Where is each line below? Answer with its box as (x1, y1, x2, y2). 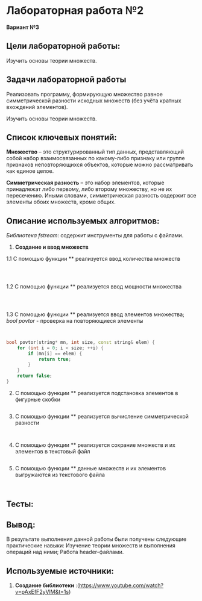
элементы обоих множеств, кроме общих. (6, 198, 116, 205)
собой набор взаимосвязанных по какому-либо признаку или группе (6, 155, 185, 162)
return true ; (38, 356, 71, 362)
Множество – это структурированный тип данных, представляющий (6, 148, 185, 155)
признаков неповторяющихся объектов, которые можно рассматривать (6, 161, 194, 169)
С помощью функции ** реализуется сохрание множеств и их (14, 441, 176, 449)
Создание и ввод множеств (14, 243, 89, 251)
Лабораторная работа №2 (6, 4, 144, 17)
